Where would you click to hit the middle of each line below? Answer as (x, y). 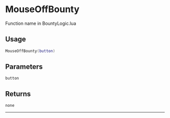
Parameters (24, 67)
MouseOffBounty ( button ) (30, 51)
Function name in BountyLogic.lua (41, 23)
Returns (18, 94)
